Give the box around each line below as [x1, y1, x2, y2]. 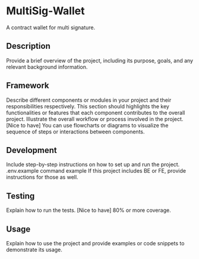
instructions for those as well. [6, 174, 78, 181]
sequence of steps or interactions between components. [6, 128, 145, 135]
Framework [6, 80, 49, 91]
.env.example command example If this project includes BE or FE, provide [6, 167, 186, 174]
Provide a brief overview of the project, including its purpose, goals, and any [6, 57, 194, 64]
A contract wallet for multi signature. [6, 24, 96, 31]
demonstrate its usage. [6, 246, 62, 253]
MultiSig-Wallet [6, 4, 85, 18]
